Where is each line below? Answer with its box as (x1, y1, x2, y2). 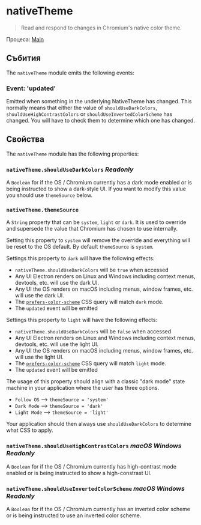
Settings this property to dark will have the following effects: (6, 255, 155, 262)
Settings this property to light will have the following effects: (6, 317, 158, 324)
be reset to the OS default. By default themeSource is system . (6, 243, 154, 250)
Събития (6, 53, 41, 64)
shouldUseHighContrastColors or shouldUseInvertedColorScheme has (6, 111, 173, 118)
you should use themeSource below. (6, 192, 93, 199)
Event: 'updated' (6, 84, 56, 93)
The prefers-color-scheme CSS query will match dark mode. (14, 299, 164, 306)
